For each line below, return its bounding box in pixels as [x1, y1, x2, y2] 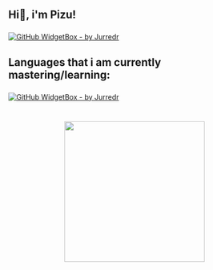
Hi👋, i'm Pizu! [8, 8, 76, 22]
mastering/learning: [8, 67, 111, 81]
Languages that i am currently [8, 55, 162, 69]
